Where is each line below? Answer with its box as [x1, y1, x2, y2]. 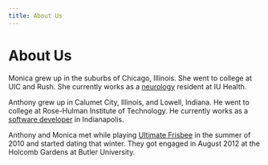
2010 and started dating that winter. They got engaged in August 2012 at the [8, 138, 261, 148]
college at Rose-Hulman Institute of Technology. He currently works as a [8, 105, 249, 115]
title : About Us [8, 11, 63, 20]
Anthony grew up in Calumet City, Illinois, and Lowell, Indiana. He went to [8, 97, 250, 107]
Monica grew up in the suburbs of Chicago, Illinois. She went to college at [8, 73, 253, 83]
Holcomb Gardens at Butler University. [8, 146, 136, 157]
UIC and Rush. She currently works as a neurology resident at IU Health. [8, 81, 247, 91]
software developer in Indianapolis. [8, 114, 124, 124]
